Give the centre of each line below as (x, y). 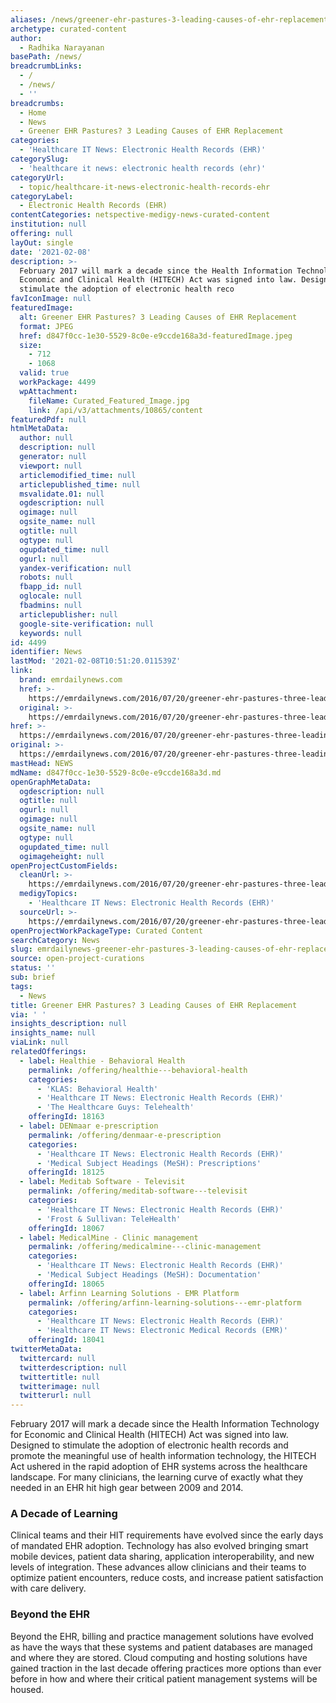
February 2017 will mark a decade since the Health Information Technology (165, 1424)
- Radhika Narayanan (62, 47)
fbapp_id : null (51, 587)
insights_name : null (53, 1033)
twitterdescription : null (73, 1367)
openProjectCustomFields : (64, 866)
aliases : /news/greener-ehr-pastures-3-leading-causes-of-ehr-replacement (169, 19)
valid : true (44, 373)
